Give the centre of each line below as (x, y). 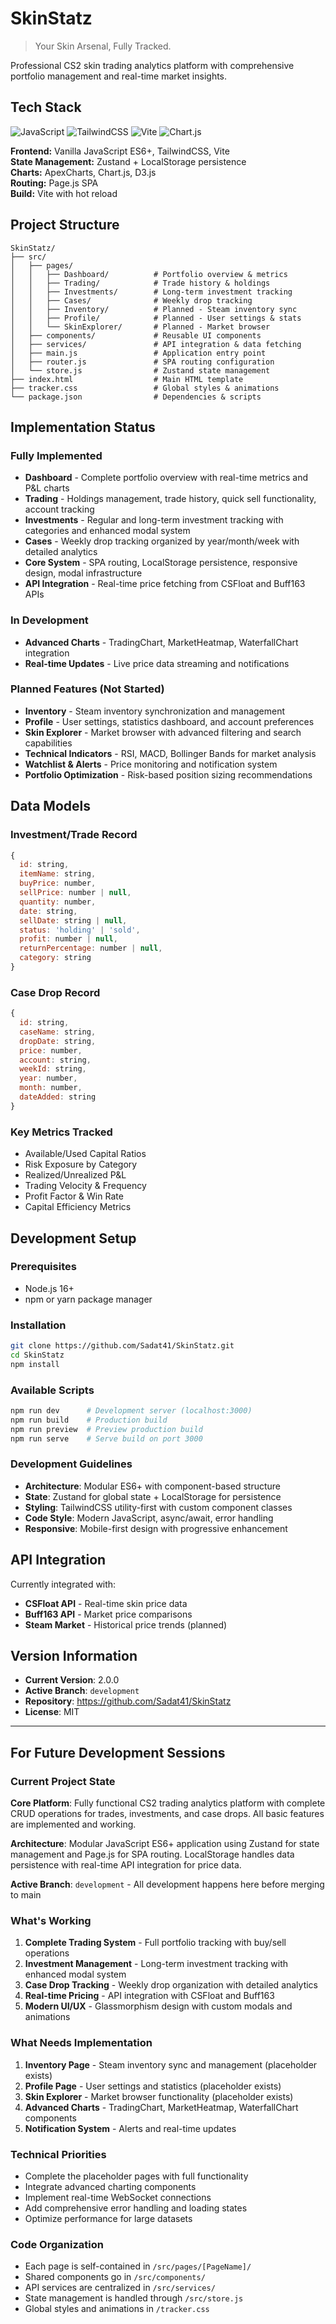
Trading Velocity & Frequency (85, 1186)
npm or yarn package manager (88, 1299)
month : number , (51, 1088)
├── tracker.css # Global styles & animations (145, 388)
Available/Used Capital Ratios (85, 1154)
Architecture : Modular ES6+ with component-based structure (152, 1486)
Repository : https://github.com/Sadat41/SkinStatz (128, 1701)
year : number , (48, 1078)
